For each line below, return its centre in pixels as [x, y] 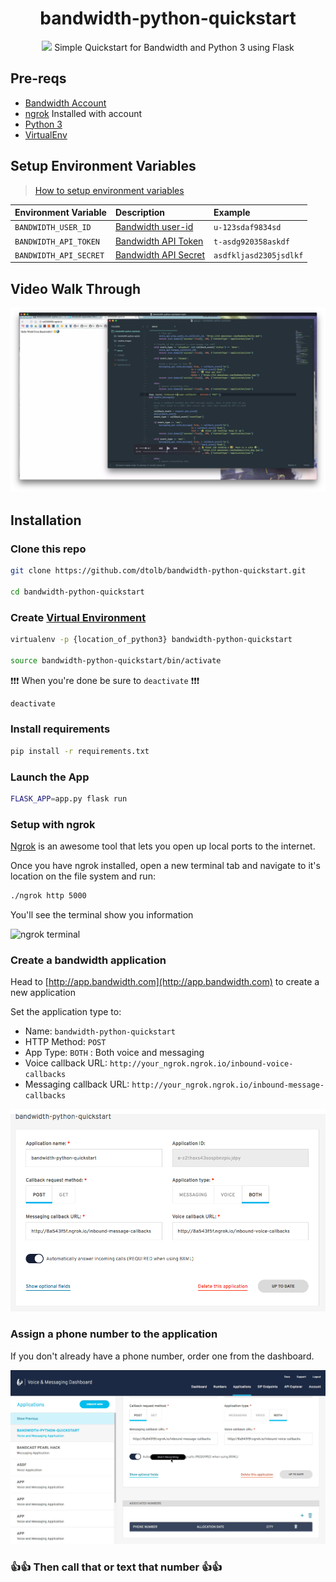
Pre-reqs [38, 78]
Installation [46, 520]
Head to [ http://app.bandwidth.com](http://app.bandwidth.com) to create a [165, 982]
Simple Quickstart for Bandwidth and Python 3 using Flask [174, 47]
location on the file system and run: [83, 876]
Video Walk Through [76, 288]
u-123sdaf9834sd [247, 228]
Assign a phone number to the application [114, 1334]
